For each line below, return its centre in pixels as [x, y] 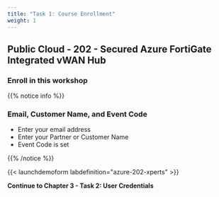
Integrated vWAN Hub [57, 60]
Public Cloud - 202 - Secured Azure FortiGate [109, 49]
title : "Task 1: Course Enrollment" [61, 14]
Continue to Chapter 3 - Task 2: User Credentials [80, 186]
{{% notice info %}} [36, 96]
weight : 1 [22, 21]
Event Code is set [43, 145]
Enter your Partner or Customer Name [73, 137]
